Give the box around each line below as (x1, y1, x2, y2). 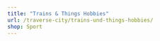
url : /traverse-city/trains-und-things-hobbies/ (7, 17, 154, 24)
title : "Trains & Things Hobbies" (7, 10, 110, 17)
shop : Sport (7, 23, 42, 30)
